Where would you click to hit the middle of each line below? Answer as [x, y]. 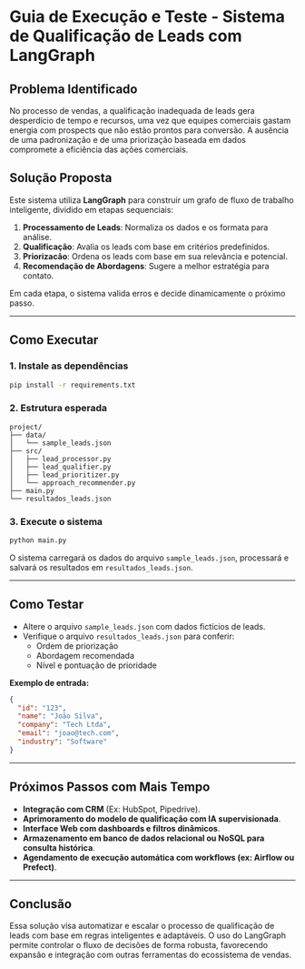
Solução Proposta [61, 178]
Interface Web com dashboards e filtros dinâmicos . [121, 828]
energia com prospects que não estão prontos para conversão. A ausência [149, 130]
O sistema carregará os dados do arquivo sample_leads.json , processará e [149, 558]
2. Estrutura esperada [58, 409]
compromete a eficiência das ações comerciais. [99, 149]
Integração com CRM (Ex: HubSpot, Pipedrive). [112, 809]
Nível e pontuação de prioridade [96, 665]
